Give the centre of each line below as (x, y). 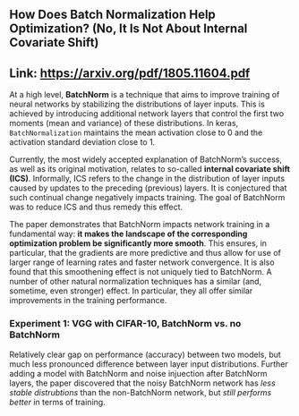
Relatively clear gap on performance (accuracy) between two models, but (145, 354)
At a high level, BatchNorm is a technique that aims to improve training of (145, 95)
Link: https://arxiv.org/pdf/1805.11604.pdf (130, 73)
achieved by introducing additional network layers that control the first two (147, 114)
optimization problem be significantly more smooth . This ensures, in (138, 243)
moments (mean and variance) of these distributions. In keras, (124, 123)
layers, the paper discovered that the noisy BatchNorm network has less (142, 383)
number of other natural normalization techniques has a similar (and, (136, 282)
